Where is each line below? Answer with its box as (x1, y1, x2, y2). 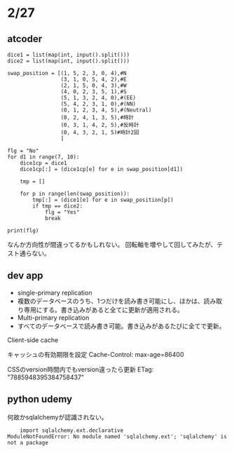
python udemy (7, 393, 72, 405)
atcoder (7, 33, 43, 45)
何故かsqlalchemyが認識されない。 (7, 412, 108, 421)
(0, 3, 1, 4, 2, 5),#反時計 (60, 121, 139, 128)
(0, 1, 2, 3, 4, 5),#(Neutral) (60, 107, 152, 114)
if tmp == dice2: (32, 203, 83, 210)
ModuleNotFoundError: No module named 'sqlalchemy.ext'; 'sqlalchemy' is (7, 433, 228, 440)
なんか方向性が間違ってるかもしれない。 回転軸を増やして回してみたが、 (7, 241, 217, 248)
